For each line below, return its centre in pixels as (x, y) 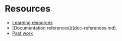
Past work (22, 33)
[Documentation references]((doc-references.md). (65, 27)
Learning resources (32, 22)
